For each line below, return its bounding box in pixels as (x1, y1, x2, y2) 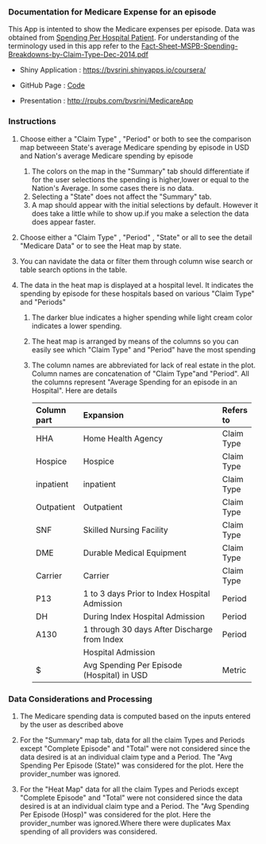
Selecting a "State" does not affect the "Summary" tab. (31, 192, 212, 201)
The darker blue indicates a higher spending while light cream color (31, 313, 253, 322)
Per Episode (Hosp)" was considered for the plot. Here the (19, 810, 211, 819)
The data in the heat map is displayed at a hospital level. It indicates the (19, 280, 254, 290)
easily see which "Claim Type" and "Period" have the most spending (31, 344, 256, 354)
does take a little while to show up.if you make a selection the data (31, 208, 249, 218)
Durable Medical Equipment (83, 547, 187, 558)
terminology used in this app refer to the (8, 41, 141, 51)
